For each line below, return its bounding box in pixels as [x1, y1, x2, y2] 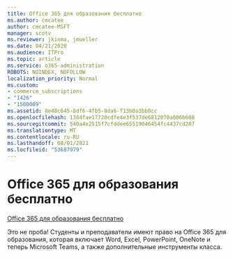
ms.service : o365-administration [7, 62, 105, 69]
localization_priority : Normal [7, 75, 98, 82]
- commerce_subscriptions [7, 88, 82, 95]
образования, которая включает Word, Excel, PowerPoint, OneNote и [7, 235, 211, 243]
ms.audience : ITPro [7, 50, 64, 56]
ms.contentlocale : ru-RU [7, 133, 80, 140]
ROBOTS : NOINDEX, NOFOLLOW [7, 68, 86, 75]
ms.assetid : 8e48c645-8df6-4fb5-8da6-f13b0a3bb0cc [7, 107, 158, 114]
